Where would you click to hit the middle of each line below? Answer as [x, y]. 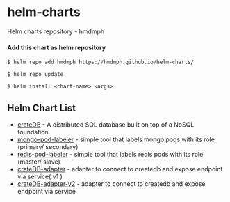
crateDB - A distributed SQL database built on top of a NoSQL [106, 124]
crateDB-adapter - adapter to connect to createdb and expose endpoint [120, 169]
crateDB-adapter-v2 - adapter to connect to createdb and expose [111, 184]
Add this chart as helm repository [57, 47]
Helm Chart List [42, 108]
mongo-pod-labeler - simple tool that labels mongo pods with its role [116, 139]
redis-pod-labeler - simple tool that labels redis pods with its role [110, 154]
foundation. [34, 132]
